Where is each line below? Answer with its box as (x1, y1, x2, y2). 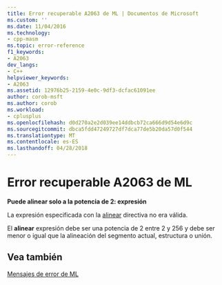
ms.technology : (7, 29, 51, 37)
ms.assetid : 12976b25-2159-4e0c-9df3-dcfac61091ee (7, 87, 156, 94)
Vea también (7, 251, 63, 263)
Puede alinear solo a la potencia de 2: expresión (7, 197, 147, 206)
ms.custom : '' (7, 17, 48, 23)
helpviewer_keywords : (7, 74, 70, 81)
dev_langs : (7, 61, 39, 68)
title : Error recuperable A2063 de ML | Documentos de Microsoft (7, 10, 199, 17)
